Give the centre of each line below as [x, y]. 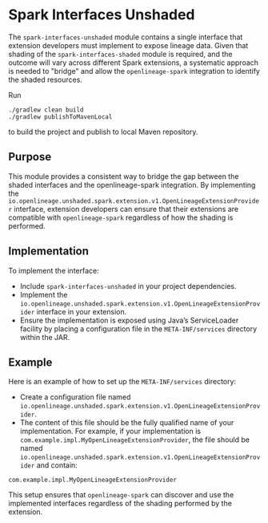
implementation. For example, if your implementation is [110, 432]
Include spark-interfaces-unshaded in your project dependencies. [128, 286]
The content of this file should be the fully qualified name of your [127, 423]
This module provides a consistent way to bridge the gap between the [124, 176]
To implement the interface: [54, 270]
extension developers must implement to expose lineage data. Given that [128, 45]
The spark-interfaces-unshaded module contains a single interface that [126, 37]
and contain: [57, 465]
